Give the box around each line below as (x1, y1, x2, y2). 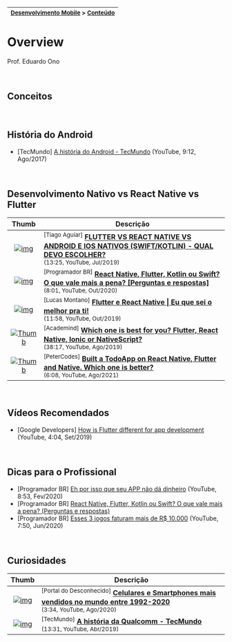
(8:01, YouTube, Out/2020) (43, 287, 118, 294)
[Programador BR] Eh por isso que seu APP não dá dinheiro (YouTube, (17, 484, 217, 493)
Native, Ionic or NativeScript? (43, 334, 143, 344)
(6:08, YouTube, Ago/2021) (43, 371, 119, 379)
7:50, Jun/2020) (17, 521, 64, 529)
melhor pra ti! (43, 306, 90, 316)
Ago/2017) (17, 155, 47, 163)
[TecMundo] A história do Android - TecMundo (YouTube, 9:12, (17, 147, 196, 155)
